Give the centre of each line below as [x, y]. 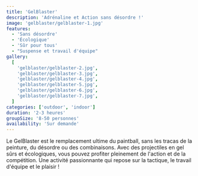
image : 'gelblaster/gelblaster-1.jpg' [55, 23]
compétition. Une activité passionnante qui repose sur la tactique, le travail [99, 160]
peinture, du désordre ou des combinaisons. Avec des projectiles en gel [95, 148]
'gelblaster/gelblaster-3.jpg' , [57, 74]
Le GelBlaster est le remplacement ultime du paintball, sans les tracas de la [99, 141]
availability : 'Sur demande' [43, 124]
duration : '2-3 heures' [36, 113]
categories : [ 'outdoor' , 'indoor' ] [51, 107]
